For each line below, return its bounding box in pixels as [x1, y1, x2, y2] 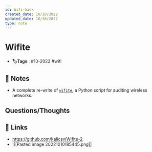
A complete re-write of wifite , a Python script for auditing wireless [12, 87, 148, 93]
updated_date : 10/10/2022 [5, 16, 58, 21]
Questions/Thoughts [5, 107, 70, 115]
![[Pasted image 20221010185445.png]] [12, 141, 92, 147]
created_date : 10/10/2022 [5, 12, 58, 17]
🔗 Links [5, 123, 28, 131]
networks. [12, 92, 33, 98]
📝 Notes [5, 74, 30, 83]
